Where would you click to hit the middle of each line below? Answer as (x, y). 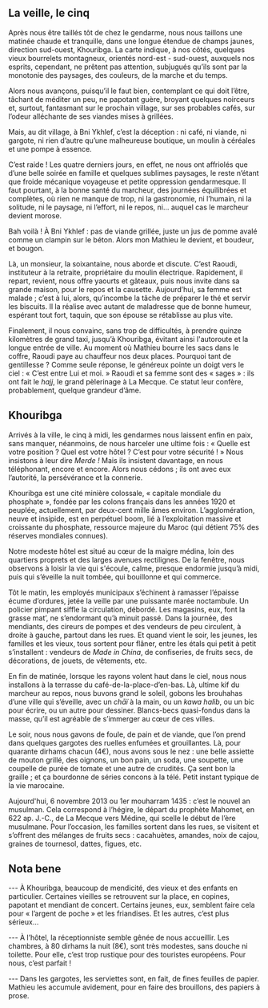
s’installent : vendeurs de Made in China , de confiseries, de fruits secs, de (131, 652)
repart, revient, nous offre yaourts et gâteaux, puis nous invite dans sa (124, 281)
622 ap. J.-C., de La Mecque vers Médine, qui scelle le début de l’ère (122, 818)
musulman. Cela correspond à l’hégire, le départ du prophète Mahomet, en (131, 809)
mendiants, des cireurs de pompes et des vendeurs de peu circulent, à (125, 626)
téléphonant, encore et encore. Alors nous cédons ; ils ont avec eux (120, 469)
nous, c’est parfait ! (40, 963)
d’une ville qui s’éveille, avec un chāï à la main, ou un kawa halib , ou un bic (131, 701)
